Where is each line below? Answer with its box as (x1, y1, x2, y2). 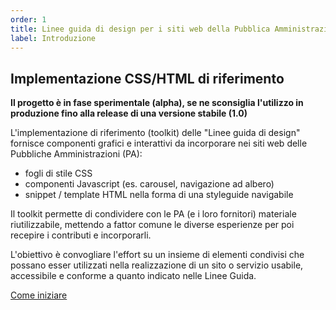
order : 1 (10, 14, 47, 25)
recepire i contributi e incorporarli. (10, 229, 152, 241)
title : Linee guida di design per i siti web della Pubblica (10, 24, 271, 34)
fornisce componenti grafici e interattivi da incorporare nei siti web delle (10, 137, 308, 150)
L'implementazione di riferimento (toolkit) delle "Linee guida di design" (10, 127, 301, 139)
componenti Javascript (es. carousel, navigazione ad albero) (24, 178, 275, 190)
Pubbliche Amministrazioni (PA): (10, 148, 143, 160)
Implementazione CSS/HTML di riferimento (10, 70, 285, 87)
